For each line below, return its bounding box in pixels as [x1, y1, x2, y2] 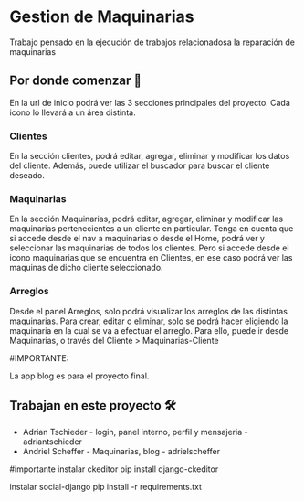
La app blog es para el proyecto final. [9, 370, 150, 381]
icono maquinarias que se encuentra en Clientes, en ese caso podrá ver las [9, 252, 293, 263]
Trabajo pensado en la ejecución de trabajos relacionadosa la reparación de [9, 37, 295, 48]
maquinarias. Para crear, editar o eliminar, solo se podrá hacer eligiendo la [9, 315, 288, 326]
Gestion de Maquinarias [9, 6, 194, 27]
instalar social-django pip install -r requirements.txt [9, 482, 203, 493]
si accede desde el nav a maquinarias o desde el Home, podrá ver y [9, 233, 265, 244]
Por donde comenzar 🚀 [9, 73, 142, 89]
